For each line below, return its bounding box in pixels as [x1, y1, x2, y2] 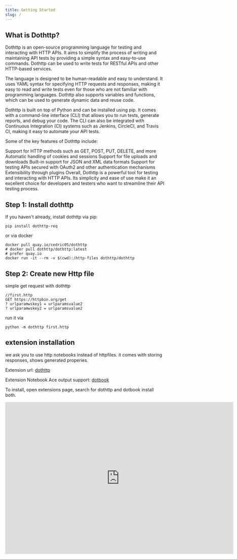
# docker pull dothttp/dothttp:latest [5, 247, 87, 252]
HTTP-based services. [5, 66, 52, 72]
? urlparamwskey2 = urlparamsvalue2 [5, 306, 83, 311]
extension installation [5, 338, 75, 347]
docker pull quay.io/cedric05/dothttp [5, 243, 87, 248]
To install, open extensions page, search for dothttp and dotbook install [5, 386, 154, 392]
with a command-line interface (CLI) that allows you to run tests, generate [5, 112, 160, 118]
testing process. [5, 186, 39, 192]
